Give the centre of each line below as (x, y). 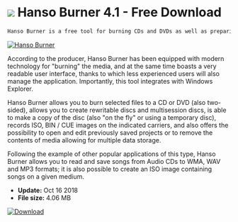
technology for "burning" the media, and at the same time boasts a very (112, 66)
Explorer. (21, 89)
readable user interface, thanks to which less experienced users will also (113, 73)
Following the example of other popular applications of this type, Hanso (112, 154)
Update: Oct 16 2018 (48, 190)
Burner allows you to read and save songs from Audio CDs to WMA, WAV (114, 161)
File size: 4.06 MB (44, 198)
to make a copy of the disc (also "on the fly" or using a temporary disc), (112, 117)
